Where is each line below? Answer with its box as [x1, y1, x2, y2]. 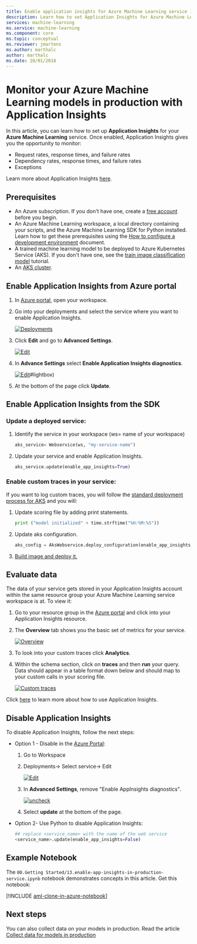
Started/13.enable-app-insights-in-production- [46, 869, 164, 875]
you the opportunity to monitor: [6, 140, 82, 147]
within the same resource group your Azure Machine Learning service [6, 592, 175, 599]
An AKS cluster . [14, 264, 53, 271]
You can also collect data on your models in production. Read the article [6, 925, 180, 932]
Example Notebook [6, 853, 77, 863]
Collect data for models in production [6, 931, 96, 938]
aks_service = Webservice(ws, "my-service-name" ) [14, 442, 136, 448]
